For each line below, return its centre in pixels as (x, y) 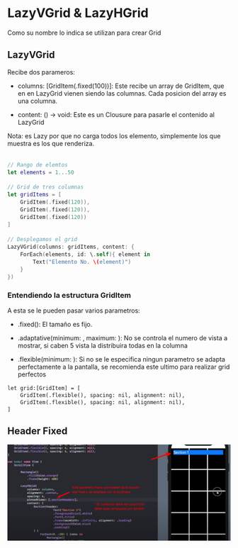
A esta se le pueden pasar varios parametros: (74, 311)
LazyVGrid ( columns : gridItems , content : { (71, 247)
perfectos (32, 374)
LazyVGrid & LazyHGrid (78, 13)
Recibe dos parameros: (41, 72)
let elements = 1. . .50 (41, 172)
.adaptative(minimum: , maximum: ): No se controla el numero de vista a (123, 337)
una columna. (38, 101)
